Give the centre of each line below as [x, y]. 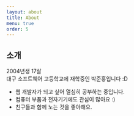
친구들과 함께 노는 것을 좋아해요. [54, 107]
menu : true [20, 23]
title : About [23, 18]
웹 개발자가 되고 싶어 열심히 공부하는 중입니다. [70, 92]
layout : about [24, 12]
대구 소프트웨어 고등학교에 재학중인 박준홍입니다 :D [67, 79]
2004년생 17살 [24, 71]
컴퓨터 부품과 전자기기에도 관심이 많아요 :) [65, 100]
